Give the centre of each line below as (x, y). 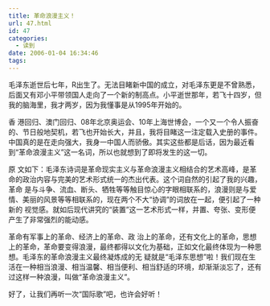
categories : (28, 38)
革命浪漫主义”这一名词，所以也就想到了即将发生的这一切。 (115, 152)
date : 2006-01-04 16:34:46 (53, 53)
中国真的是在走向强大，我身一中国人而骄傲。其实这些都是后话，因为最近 (128, 142)
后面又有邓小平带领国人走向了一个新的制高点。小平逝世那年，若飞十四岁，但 (135, 94)
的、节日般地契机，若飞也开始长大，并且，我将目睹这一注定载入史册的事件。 (135, 132)
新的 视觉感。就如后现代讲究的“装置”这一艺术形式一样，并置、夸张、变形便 (132, 209)
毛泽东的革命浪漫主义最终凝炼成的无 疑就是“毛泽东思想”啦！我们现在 (135, 256)
